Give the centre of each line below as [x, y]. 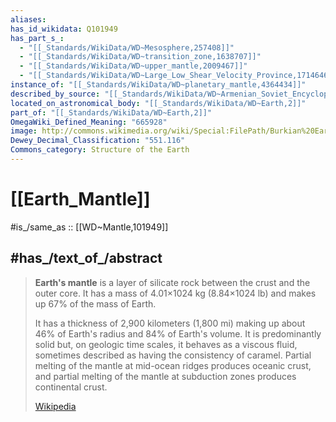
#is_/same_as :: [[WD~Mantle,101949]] [89, 227]
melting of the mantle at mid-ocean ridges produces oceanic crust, [173, 365]
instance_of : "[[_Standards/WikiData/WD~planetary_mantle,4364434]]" [158, 85]
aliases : [28, 19]
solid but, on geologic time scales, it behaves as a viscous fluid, [166, 344]
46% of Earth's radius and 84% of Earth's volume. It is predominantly [178, 333]
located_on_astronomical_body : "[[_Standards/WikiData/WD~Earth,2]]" [158, 103]
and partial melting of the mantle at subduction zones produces [165, 376]
